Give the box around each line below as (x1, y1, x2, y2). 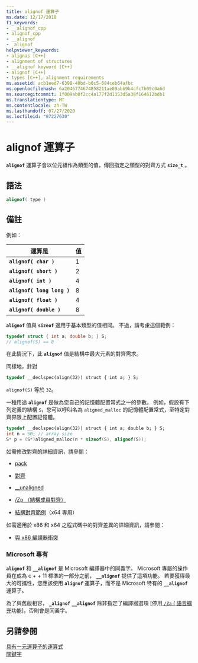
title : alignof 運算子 (6, 8, 60, 15)
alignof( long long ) (9, 287, 70, 294)
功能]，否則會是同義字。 (11, 607, 71, 614)
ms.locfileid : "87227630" (6, 113, 70, 119)
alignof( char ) (9, 258, 55, 264)
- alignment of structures (6, 58, 73, 64)
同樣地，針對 (6, 363, 37, 370)
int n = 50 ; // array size (6, 431, 73, 437)
